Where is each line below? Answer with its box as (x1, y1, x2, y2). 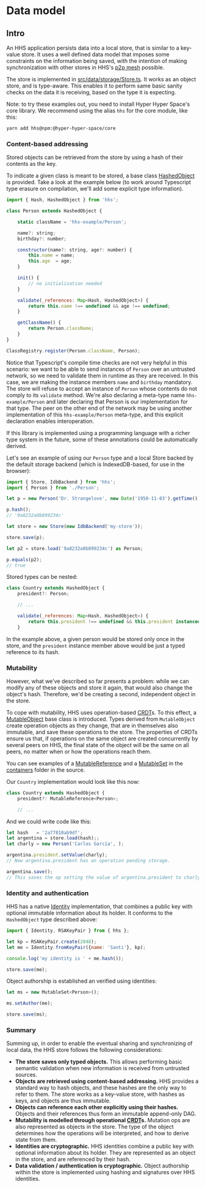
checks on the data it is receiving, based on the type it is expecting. (6, 89, 176, 95)
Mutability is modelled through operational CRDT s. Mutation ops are (15, 1117, 190, 1124)
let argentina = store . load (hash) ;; (6, 835, 99, 841)
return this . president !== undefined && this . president (28, 619, 173, 625)
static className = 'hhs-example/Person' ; (17, 218, 127, 225)
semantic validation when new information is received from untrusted (15, 1065, 190, 1072)
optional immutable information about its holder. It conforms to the (6, 909, 173, 917)
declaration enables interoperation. (6, 417, 95, 425)
